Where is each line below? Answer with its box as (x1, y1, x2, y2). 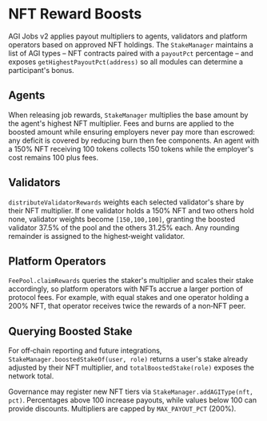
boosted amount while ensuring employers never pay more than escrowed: (8, 127, 256, 136)
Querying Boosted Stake (8, 324, 133, 338)
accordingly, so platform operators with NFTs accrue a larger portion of (8, 284, 244, 293)
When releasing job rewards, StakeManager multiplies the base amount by (8, 110, 249, 119)
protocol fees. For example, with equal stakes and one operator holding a (8, 293, 249, 302)
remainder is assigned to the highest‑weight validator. (8, 231, 185, 241)
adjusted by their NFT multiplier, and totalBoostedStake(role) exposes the (8, 362, 254, 373)
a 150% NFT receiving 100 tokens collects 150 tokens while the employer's (8, 144, 254, 153)
